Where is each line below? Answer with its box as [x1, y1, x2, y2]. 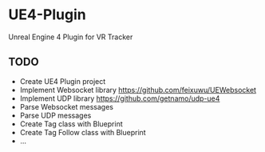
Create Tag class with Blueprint [19, 118, 123, 129]
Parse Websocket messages [19, 102, 114, 111]
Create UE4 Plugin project [19, 76, 106, 86]
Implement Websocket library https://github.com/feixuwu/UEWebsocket [19, 85, 257, 94]
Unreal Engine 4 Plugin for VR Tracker [8, 32, 133, 42]
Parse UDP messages [19, 110, 92, 120]
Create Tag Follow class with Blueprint [19, 127, 146, 137]
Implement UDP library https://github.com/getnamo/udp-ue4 [19, 94, 220, 103]
